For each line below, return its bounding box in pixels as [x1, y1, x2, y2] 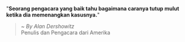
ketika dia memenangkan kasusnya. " [6, 11, 100, 18]
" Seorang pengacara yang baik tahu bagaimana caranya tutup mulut [6, 5, 180, 12]
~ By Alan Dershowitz [20, 23, 75, 30]
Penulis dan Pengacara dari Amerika [20, 29, 110, 36]
